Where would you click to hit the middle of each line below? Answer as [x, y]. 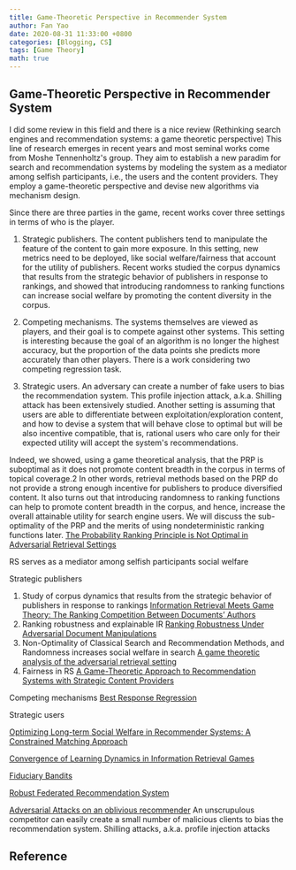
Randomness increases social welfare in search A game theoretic [141, 652]
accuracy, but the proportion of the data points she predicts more [141, 350]
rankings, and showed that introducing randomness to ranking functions [153, 286]
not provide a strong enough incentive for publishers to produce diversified [146, 488]
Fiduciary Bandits [41, 775]
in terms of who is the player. [62, 221]
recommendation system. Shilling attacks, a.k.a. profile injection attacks [140, 828]
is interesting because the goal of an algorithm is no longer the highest [151, 341]
